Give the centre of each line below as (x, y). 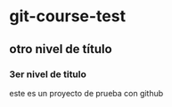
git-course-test (68, 16)
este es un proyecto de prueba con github (86, 93)
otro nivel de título (61, 49)
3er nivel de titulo (48, 74)
